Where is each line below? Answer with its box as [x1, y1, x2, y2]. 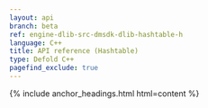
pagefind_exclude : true [9, 64, 99, 73]
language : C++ [9, 38, 63, 48]
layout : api [9, 13, 54, 22]
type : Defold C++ [9, 55, 75, 64]
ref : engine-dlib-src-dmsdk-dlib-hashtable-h [9, 30, 183, 39]
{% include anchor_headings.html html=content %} [9, 87, 200, 99]
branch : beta [9, 22, 59, 31]
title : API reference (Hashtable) [9, 47, 140, 56]
